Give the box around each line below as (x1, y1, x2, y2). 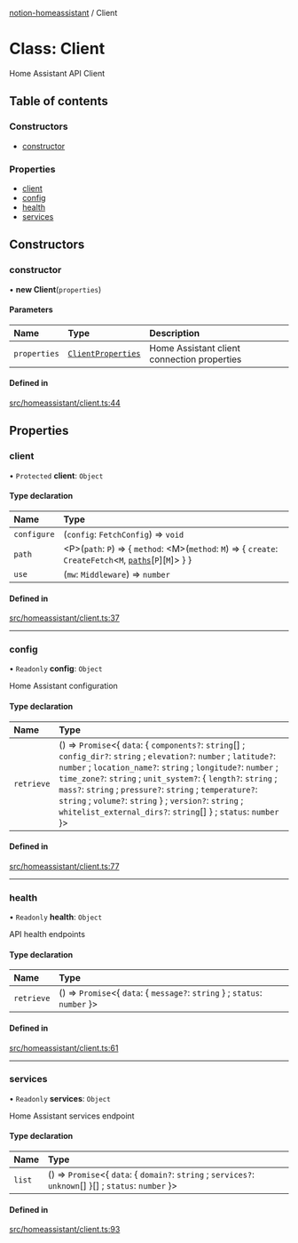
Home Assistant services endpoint (9, 1111, 135, 1121)
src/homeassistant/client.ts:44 (9, 397, 122, 408)
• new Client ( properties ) (9, 284, 102, 294)
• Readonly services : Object (9, 1093, 111, 1103)
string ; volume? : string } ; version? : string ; (59, 794, 244, 806)
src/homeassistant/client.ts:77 (9, 861, 120, 871)
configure (13, 529, 55, 539)
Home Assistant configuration (9, 680, 118, 692)
